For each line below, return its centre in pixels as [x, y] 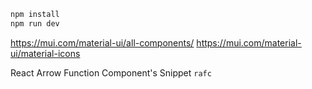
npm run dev [35, 23]
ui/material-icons [45, 53]
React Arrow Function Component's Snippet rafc [111, 72]
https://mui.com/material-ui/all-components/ [102, 42]
